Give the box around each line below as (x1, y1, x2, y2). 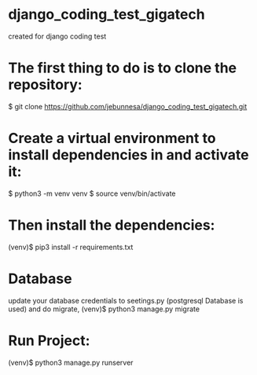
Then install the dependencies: (8, 216, 215, 233)
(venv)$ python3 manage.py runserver (8, 358, 134, 367)
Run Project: (8, 332, 90, 349)
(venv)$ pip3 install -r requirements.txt (8, 242, 134, 252)
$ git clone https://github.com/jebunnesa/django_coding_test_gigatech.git (8, 101, 248, 111)
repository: (8, 76, 83, 94)
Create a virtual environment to (8, 130, 216, 147)
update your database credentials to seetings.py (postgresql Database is (8, 296, 244, 305)
